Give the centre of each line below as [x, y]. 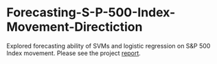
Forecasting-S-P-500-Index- [91, 13]
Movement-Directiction [75, 27]
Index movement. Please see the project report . [74, 53]
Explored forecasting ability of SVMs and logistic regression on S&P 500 [108, 46]
